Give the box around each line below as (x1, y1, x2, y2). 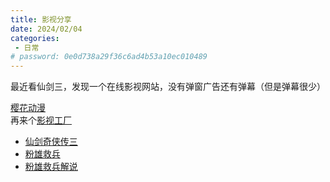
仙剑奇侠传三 (24, 136, 78, 148)
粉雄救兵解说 (24, 161, 78, 173)
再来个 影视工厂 (10, 114, 72, 126)
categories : (10, 33, 60, 43)
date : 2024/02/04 (10, 24, 83, 34)
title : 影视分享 (10, 14, 72, 25)
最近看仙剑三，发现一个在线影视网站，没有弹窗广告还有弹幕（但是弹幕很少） (10, 81, 326, 93)
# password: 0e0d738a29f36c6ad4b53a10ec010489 (10, 52, 208, 62)
